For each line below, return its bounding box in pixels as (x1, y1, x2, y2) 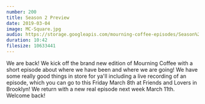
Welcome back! (6, 92, 46, 99)
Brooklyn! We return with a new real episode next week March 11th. (6, 85, 175, 92)
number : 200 (6, 9, 37, 15)
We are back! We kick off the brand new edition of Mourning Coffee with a (6, 59, 193, 67)
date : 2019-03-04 (6, 20, 51, 26)
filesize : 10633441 (6, 43, 56, 49)
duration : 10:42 (6, 37, 48, 43)
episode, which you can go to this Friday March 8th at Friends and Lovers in (6, 78, 197, 86)
